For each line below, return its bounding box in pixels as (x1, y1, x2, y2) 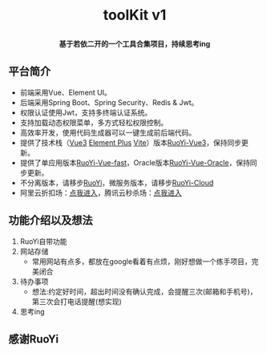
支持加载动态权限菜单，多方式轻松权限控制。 (19, 117, 168, 127)
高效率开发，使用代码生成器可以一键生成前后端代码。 (19, 128, 196, 137)
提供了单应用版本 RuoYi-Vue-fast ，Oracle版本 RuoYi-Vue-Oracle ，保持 (19, 157, 250, 167)
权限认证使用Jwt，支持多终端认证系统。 (19, 108, 152, 117)
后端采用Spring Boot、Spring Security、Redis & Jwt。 (19, 97, 199, 107)
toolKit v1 (103, 6, 167, 24)
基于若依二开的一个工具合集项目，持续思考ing (59, 39, 211, 48)
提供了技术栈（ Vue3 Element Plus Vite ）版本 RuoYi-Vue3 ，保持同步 (19, 137, 242, 147)
